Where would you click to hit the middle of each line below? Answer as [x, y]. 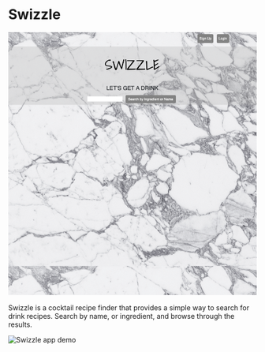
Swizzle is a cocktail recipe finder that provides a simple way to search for [129, 308]
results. [21, 324]
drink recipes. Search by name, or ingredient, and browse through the [121, 316]
